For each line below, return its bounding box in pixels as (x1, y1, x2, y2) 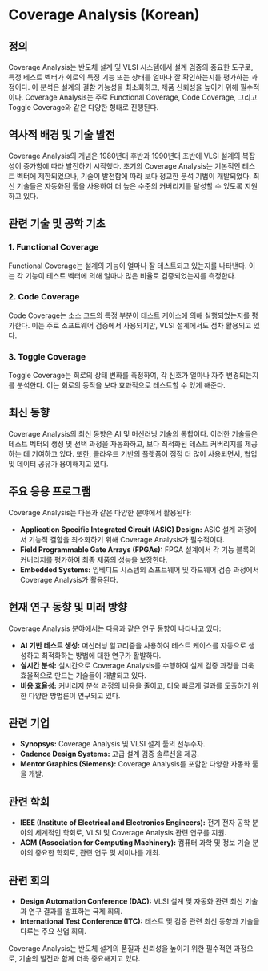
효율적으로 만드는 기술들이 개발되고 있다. (19, 670, 146, 680)
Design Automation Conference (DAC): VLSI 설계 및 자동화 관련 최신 (19, 896, 244, 906)
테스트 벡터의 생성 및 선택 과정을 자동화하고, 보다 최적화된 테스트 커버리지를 (8, 439, 243, 449)
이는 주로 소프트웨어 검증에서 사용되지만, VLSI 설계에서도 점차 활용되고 (31, 320, 252, 330)
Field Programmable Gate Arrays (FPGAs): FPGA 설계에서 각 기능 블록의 (19, 544, 256, 555)
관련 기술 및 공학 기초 (8, 217, 106, 230)
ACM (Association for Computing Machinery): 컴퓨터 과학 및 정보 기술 (19, 838, 250, 847)
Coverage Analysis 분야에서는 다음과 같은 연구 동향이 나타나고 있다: (8, 624, 222, 633)
